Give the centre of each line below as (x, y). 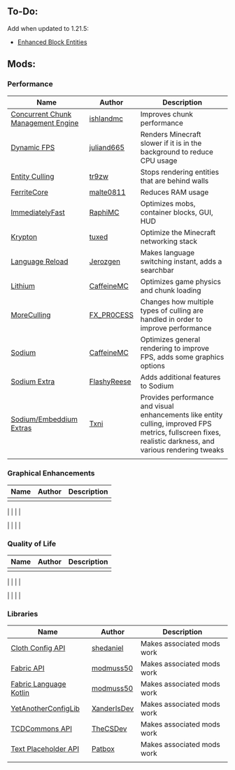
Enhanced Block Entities (52, 42)
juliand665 (107, 147)
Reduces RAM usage (175, 192)
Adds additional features (180, 377)
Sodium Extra (33, 381)
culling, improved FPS (176, 424)
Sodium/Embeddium (44, 419)
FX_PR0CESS (112, 315)
